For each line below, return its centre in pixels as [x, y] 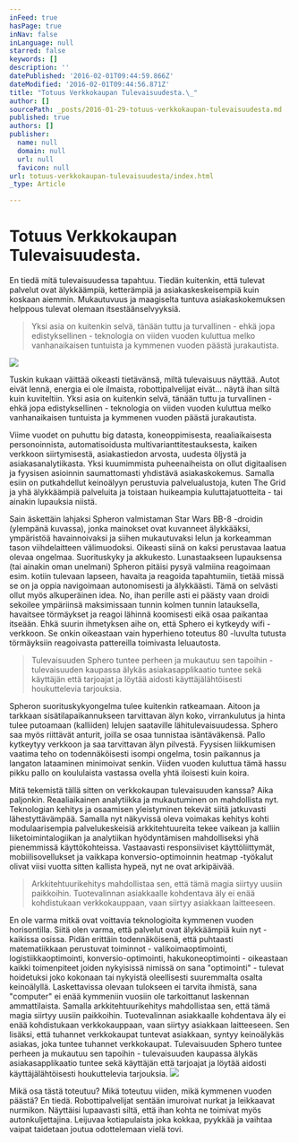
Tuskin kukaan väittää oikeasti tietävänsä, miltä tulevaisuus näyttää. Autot [145, 380]
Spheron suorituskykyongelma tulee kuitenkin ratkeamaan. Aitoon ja [135, 706]
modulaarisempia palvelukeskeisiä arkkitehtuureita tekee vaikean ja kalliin [145, 828]
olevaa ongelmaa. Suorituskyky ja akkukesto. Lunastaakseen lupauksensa [146, 558]
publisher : [30, 134]
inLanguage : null [42, 43]
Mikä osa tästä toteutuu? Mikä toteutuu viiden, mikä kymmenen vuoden [140, 1091]
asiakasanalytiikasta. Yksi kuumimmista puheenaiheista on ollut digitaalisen [148, 463]
